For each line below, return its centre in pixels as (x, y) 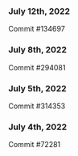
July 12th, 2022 (39, 11)
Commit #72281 (35, 145)
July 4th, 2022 (38, 127)
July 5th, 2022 (37, 88)
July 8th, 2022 (37, 50)
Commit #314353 (37, 106)
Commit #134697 (37, 29)
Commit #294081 (37, 67)
